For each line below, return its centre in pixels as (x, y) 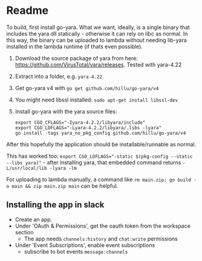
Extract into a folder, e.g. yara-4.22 (59, 76)
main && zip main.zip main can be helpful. (65, 185)
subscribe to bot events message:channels (76, 251)
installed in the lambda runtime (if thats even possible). (75, 47)
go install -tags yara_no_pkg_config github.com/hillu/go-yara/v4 (100, 133)
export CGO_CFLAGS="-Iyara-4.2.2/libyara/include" (80, 122)
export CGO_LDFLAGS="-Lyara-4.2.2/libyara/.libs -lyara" (88, 127)
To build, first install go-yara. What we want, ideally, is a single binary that (98, 27)
